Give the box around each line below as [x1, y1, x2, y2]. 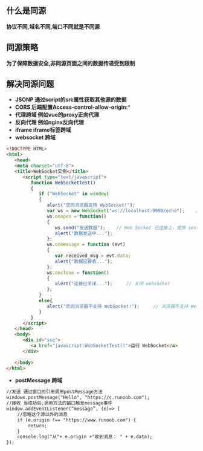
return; [28, 423, 47, 429]
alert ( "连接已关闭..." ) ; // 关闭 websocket [54, 281, 171, 287]
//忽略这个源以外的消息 [17, 411, 68, 417]
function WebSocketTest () [30, 180, 96, 186]
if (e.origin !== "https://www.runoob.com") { [17, 417, 137, 423]
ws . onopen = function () [47, 213, 107, 219]
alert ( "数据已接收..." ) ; [54, 258, 113, 264]
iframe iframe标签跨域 [14, 126, 71, 134]
